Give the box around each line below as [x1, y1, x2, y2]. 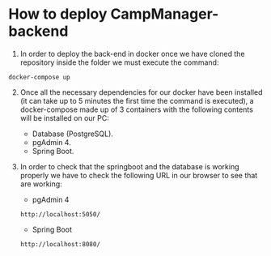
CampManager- [110, 5, 219, 23]
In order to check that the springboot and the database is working [19, 161, 240, 171]
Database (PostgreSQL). [32, 129, 113, 139]
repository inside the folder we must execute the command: [19, 58, 219, 67]
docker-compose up [8, 73, 70, 81]
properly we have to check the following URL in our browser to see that [19, 170, 258, 180]
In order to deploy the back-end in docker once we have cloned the [19, 49, 245, 58]
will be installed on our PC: [19, 113, 109, 122]
